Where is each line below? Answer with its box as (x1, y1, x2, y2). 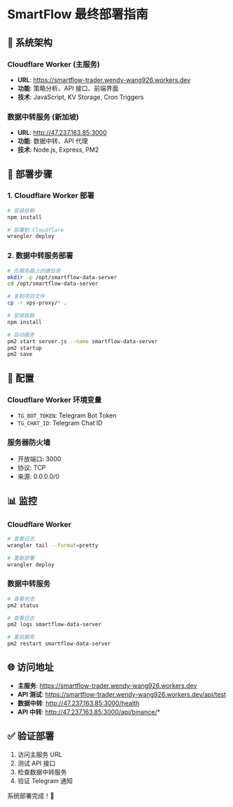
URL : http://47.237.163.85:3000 (17, 128, 107, 137)
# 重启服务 (7, 634, 35, 641)
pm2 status (7, 601, 39, 609)
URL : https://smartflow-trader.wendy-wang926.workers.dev (17, 75, 191, 84)
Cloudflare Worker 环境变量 (7, 394, 102, 404)
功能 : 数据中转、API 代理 (17, 137, 89, 145)
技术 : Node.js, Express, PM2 (17, 145, 99, 154)
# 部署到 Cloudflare (7, 226, 64, 234)
